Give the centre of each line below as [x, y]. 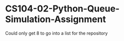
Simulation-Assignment [55, 19]
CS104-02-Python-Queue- [62, 9]
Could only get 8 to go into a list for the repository [56, 33]
